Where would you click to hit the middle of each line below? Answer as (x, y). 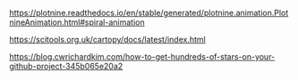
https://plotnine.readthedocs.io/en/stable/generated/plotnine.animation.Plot (149, 13)
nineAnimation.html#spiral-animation (77, 22)
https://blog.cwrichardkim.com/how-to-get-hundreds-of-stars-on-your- (142, 56)
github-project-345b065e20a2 (66, 66)
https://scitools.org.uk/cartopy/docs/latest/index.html (107, 40)
